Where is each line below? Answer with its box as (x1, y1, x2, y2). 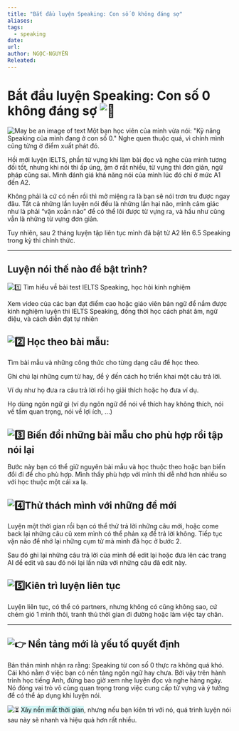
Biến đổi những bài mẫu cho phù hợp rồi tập (27, 429, 223, 441)
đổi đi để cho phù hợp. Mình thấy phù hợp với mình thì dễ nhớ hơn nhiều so (7, 470, 228, 479)
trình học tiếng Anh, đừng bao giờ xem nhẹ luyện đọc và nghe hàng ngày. (7, 675, 223, 685)
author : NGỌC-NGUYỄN (7, 51, 69, 58)
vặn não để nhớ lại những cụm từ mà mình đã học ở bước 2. (7, 536, 182, 546)
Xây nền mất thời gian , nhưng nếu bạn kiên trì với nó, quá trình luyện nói (21, 705, 231, 714)
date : (7, 37, 23, 44)
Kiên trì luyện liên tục (24, 580, 121, 592)
